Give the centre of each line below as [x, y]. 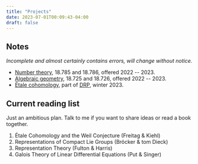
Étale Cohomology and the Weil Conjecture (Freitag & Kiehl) [87, 136]
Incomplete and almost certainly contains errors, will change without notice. [99, 61]
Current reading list [43, 103]
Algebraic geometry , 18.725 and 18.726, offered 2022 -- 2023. [91, 79]
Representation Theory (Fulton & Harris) [63, 148]
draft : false [22, 22]
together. [17, 124]
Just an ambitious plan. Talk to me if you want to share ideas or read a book [99, 118]
